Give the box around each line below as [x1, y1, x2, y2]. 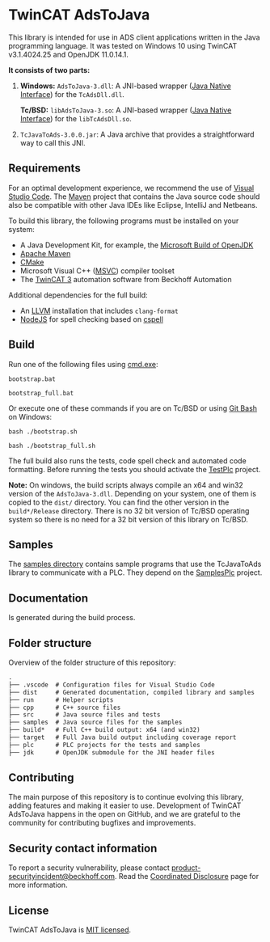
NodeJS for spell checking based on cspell [19, 314, 164, 324]
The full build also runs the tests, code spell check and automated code [8, 455, 247, 466]
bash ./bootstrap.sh [8, 427, 78, 436]
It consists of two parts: [8, 65, 91, 74]
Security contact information [8, 841, 158, 855]
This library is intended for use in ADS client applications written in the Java [8, 32, 260, 42]
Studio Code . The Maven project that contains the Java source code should [8, 192, 260, 201]
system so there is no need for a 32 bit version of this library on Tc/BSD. [8, 514, 249, 524]
